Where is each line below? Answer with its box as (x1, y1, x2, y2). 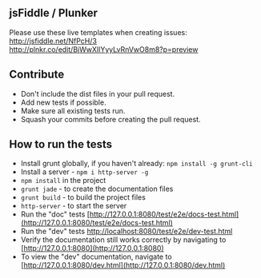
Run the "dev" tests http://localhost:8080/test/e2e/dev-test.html (20, 227, 233, 236)
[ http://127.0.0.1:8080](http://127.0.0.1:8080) (20, 244, 164, 253)
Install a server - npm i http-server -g (20, 167, 149, 177)
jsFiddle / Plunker (9, 6, 98, 20)
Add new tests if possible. (20, 97, 106, 107)
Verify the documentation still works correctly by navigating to (20, 235, 227, 244)
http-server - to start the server (20, 201, 127, 211)
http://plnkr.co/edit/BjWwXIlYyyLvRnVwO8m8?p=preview (9, 44, 199, 54)
